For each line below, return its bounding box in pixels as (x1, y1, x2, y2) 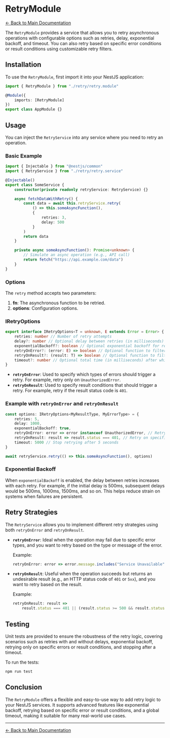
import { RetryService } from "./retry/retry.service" (5, 169, 123, 174)
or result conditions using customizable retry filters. (5, 46, 113, 52)
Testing (5, 620, 30, 628)
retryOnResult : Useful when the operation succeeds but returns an (12, 570, 153, 577)
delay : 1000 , (14, 421, 42, 426)
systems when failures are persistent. (5, 493, 83, 499)
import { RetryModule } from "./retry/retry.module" (5, 84, 119, 89)
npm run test (5, 669, 33, 674)
